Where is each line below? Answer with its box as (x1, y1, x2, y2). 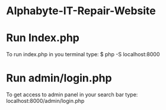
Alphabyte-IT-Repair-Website (6, 4, 156, 18)
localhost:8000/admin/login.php (6, 98, 85, 105)
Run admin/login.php (6, 72, 112, 85)
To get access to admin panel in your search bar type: (6, 91, 138, 98)
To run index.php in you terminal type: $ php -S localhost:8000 (6, 51, 160, 58)
